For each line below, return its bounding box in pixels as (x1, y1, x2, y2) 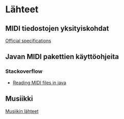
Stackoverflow (5, 68, 43, 75)
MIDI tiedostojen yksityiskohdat (5, 24, 109, 33)
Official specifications (5, 37, 51, 44)
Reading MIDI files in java (12, 80, 67, 86)
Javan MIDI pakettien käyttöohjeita (5, 52, 119, 61)
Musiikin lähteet (5, 108, 39, 114)
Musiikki (5, 94, 33, 103)
